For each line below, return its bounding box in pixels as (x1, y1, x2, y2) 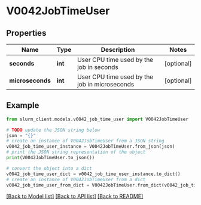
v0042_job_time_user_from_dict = (6, 182, 90, 188)
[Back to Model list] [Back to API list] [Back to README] (6, 192, 144, 200)
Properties (6, 28, 47, 38)
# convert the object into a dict (6, 165, 93, 171)
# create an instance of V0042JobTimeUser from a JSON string (6, 138, 165, 144)
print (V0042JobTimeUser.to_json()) (6, 155, 95, 161)
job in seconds (77, 63, 118, 71)
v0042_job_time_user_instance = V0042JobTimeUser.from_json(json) (6, 144, 175, 150)
